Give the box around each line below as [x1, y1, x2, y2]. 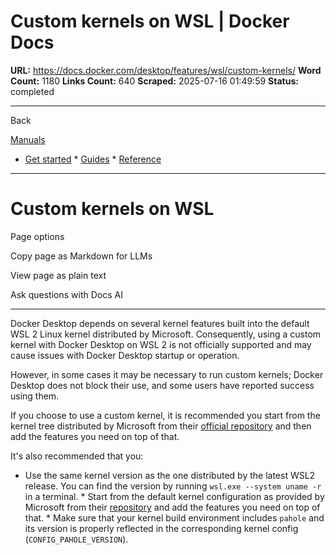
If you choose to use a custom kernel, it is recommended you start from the [10, 409, 321, 421]
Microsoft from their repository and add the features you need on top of [24, 501, 321, 513]
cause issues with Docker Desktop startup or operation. [10, 349, 240, 361]
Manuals [10, 133, 46, 145]
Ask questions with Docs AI [10, 288, 123, 300]
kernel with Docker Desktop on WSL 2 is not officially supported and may [10, 338, 312, 350]
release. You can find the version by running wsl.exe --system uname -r [24, 480, 322, 492]
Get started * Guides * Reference [24, 153, 162, 165]
